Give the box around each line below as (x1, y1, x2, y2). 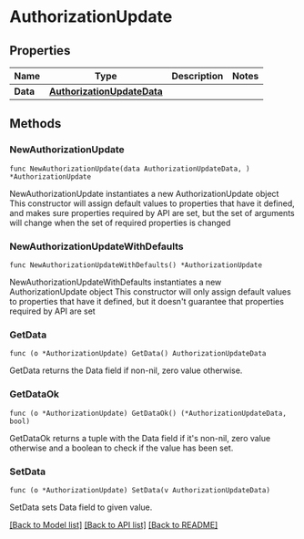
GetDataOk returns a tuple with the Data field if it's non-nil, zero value (9, 432, 271, 443)
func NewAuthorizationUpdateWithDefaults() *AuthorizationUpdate (9, 260, 262, 270)
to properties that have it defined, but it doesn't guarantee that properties (9, 295, 285, 306)
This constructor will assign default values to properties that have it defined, (9, 198, 296, 209)
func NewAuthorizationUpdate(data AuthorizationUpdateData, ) (9, 164, 250, 173)
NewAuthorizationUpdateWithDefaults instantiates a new (9, 276, 222, 287)
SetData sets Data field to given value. (9, 502, 153, 513)
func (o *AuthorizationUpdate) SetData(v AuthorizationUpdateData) (9, 485, 271, 494)
